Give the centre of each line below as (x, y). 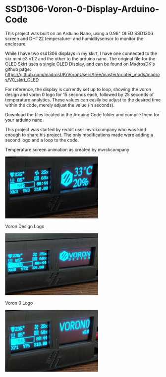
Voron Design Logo (25, 226)
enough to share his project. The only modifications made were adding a (79, 135)
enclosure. (16, 44)
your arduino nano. (25, 120)
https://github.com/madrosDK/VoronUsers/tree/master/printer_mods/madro (83, 74)
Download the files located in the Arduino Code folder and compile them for (82, 114)
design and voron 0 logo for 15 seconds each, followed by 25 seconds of (80, 94)
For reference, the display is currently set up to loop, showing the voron (78, 89)
